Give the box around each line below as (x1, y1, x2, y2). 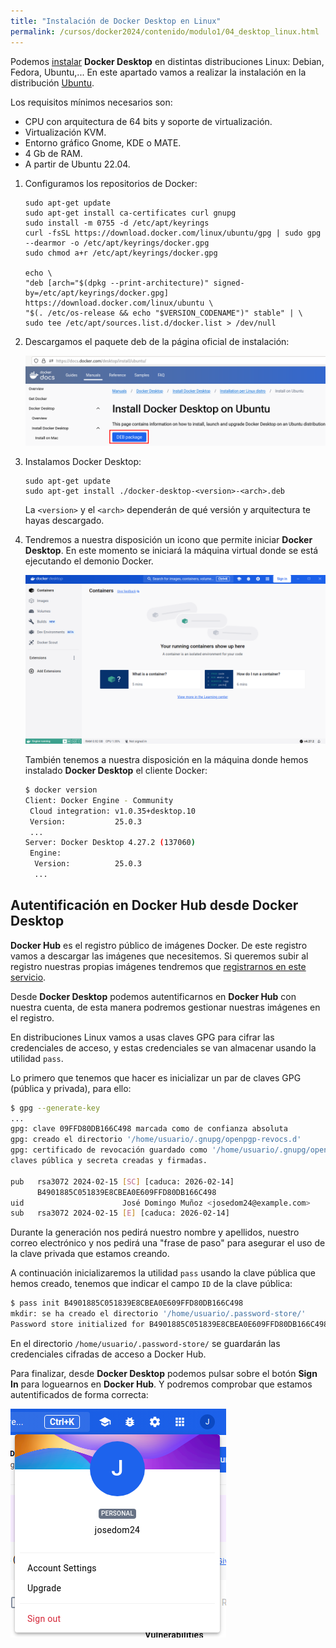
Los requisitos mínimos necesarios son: (10, 96, 173, 108)
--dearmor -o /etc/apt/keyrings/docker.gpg (24, 238, 210, 248)
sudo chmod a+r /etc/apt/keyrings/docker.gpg (24, 248, 218, 258)
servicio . (10, 971, 47, 983)
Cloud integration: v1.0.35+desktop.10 (29, 806, 196, 816)
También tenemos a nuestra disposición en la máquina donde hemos (24, 754, 309, 766)
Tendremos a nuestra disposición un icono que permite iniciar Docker (24, 533, 313, 545)
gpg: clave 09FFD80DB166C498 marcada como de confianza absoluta (10, 1124, 288, 1134)
